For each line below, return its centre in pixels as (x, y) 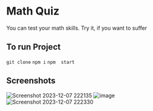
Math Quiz (33, 11)
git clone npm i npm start (40, 62)
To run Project (33, 47)
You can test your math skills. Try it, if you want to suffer (77, 28)
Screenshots (31, 81)
